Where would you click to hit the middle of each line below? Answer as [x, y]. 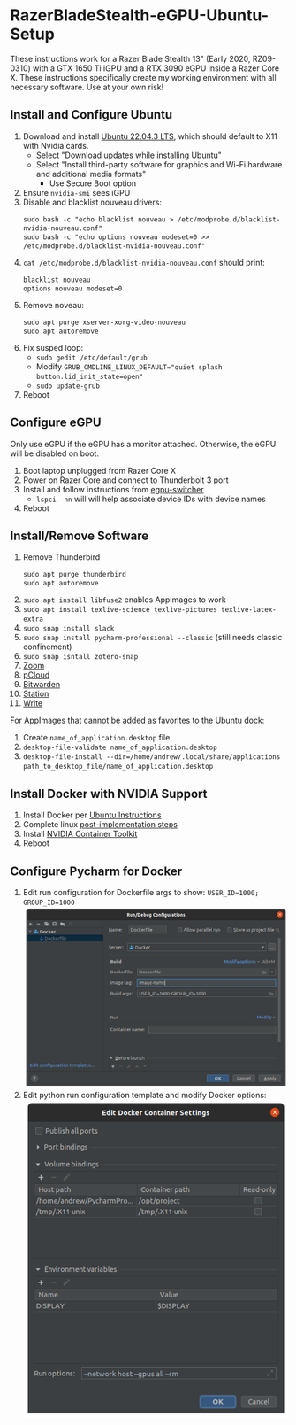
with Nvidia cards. [56, 145]
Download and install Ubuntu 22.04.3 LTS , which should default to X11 [150, 136]
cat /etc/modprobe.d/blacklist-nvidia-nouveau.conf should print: [144, 262]
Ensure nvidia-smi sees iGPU [76, 192]
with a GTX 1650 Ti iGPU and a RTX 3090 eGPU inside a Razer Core [156, 68]
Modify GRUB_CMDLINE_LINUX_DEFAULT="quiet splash [129, 366]
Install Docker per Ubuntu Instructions [92, 815]
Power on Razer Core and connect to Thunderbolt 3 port [125, 480]
